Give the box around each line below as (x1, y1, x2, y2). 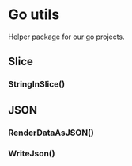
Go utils (8, 6, 60, 24)
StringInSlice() (8, 79, 66, 90)
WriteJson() (8, 149, 55, 160)
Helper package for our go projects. (8, 32, 125, 41)
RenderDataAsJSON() (8, 127, 95, 138)
